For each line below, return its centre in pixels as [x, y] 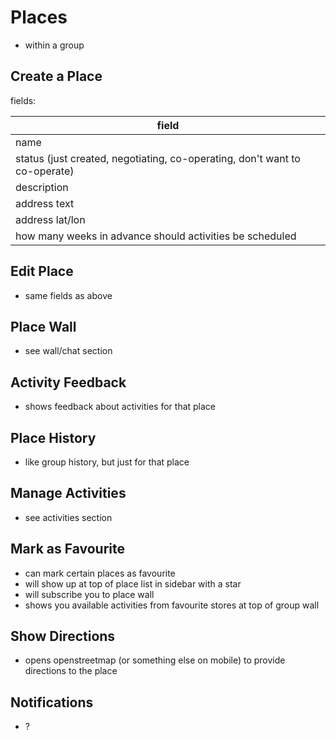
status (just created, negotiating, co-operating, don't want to [158, 158]
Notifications [52, 702]
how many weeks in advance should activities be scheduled [156, 236]
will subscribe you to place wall [89, 594]
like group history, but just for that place [107, 462]
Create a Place [56, 76]
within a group [54, 45]
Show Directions [63, 636]
